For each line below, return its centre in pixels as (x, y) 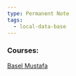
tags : (15, 20)
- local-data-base (40, 26)
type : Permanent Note (38, 13)
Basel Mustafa (28, 66)
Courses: (23, 50)
